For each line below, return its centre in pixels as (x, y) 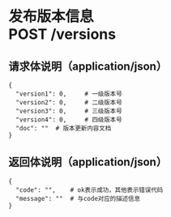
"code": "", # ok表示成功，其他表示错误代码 (90, 190)
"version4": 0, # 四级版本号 (69, 120)
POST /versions (62, 34)
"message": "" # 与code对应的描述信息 (78, 198)
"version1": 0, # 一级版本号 (69, 94)
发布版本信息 (51, 17)
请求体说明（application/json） (88, 66)
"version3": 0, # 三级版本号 (69, 111)
